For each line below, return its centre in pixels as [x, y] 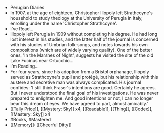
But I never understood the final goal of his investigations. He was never [84, 93]
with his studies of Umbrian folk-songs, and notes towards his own [79, 45]
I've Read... [22, 29]
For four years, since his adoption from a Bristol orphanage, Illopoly [79, 72]
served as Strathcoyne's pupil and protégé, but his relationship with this [84, 77]
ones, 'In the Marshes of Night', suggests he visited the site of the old [82, 55]
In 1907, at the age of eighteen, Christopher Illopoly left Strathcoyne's [81, 13]
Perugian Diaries [27, 7]
